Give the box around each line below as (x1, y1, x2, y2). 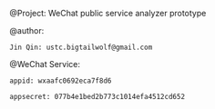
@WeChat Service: (9, 59, 80, 69)
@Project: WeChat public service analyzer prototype (9, 8, 207, 18)
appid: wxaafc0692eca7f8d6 (9, 76, 112, 85)
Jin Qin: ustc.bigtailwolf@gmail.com (9, 43, 153, 52)
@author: (9, 25, 45, 35)
